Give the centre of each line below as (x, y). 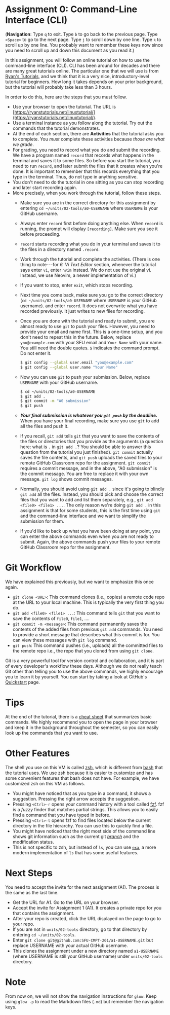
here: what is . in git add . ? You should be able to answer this (86, 447)
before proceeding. (40, 234)
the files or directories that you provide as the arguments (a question (92, 442)
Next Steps (29, 873)
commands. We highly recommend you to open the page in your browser (81, 722)
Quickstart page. (23, 682)
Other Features (37, 753)
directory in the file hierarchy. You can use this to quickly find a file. (83, 826)
